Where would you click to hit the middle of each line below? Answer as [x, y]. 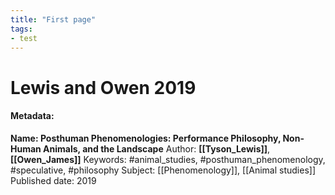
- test [24, 38]
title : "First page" [53, 19]
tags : [21, 29]
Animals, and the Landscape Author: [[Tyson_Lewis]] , [157, 148]
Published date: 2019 [53, 180]
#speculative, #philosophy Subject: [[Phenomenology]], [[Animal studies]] [163, 170]
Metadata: [32, 116]
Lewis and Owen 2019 [103, 87]
